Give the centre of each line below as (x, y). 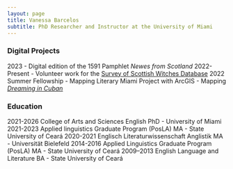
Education (25, 106)
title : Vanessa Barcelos (43, 20)
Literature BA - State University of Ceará (65, 158)
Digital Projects (34, 51)
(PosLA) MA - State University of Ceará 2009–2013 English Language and (113, 151)
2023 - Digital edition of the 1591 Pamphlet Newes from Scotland (100, 66)
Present (18, 73)
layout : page (26, 14)
